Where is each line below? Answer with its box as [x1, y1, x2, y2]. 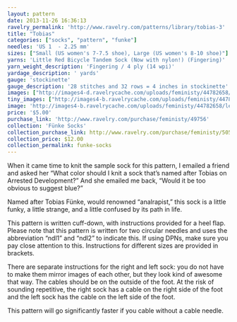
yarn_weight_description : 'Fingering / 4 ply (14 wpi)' [7, 63, 175, 70]
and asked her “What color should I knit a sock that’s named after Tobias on [7, 169, 227, 178]
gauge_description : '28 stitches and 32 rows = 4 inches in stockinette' [7, 83, 229, 90]
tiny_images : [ [7, 96, 52, 103]
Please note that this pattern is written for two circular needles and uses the [7, 226, 228, 235]
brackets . [7, 249, 35, 258]
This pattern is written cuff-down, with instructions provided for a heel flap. [7, 219, 226, 227]
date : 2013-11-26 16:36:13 [7, 17, 87, 24]
